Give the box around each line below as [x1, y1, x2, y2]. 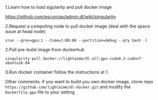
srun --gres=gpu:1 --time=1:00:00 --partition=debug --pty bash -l [5, 38, 148, 43]
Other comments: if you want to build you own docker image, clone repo [5, 79, 154, 84]
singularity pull [5, 56, 41, 61]
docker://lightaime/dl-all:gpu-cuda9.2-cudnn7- [43, 56, 143, 61]
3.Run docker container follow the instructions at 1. [5, 69, 109, 75]
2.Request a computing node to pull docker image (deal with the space [5, 23, 150, 29]
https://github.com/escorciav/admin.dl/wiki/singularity [5, 14, 116, 19]
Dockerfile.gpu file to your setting [5, 89, 75, 95]
